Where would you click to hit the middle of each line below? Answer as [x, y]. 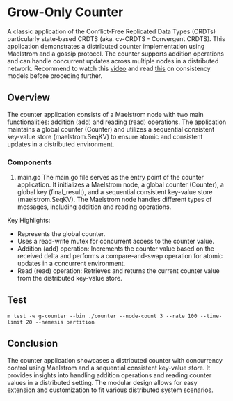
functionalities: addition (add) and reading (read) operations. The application [117, 122]
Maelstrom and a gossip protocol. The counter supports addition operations [116, 54]
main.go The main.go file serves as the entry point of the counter [110, 178]
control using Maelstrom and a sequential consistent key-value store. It [109, 368]
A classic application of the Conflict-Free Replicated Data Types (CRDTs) [112, 31]
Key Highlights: [29, 221]
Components [30, 162]
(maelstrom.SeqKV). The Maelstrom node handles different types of [114, 200]
